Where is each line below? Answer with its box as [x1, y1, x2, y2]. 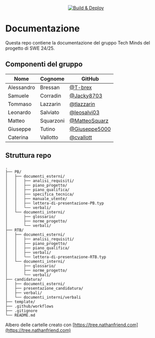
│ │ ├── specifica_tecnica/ [5, 192, 74, 197]
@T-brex [69, 83, 92, 91]
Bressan [40, 83, 60, 91]
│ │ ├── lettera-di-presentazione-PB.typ [5, 200, 104, 206]
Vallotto [40, 134, 59, 141]
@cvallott [69, 134, 92, 141]
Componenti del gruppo [5, 60, 83, 69]
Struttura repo [5, 151, 52, 160]
